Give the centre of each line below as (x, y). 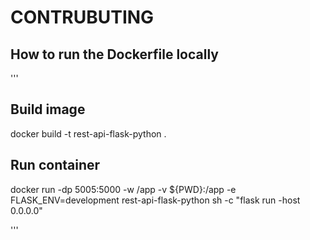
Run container (55, 165)
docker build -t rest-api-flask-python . (88, 133)
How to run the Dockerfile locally (114, 54)
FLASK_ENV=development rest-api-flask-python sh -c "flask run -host (155, 200)
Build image (48, 109)
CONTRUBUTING (82, 17)
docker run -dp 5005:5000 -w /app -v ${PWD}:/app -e (123, 189)
